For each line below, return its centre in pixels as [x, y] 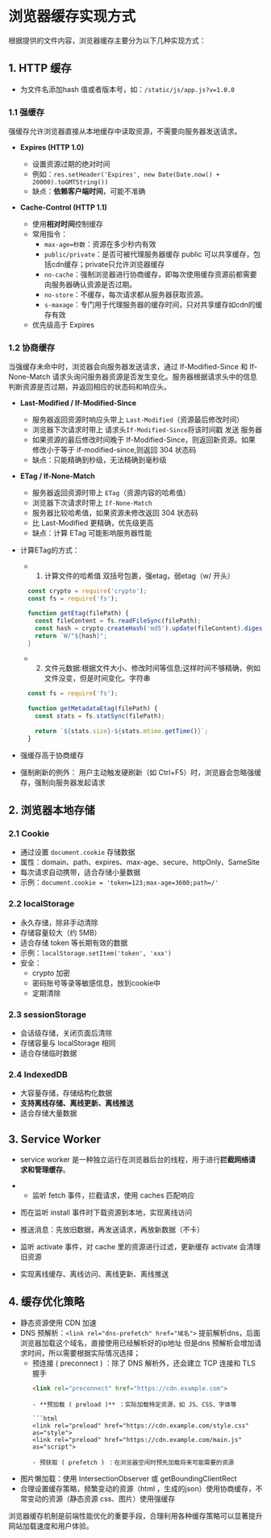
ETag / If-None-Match [57, 476]
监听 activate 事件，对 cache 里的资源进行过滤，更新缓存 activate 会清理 [140, 1246]
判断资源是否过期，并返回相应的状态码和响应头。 [90, 387]
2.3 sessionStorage [48, 1015]
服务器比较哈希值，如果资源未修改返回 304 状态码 [115, 513]
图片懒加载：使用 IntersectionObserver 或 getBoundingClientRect [128, 1478]
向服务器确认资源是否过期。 [90, 285]
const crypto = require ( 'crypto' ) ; [88, 591]
